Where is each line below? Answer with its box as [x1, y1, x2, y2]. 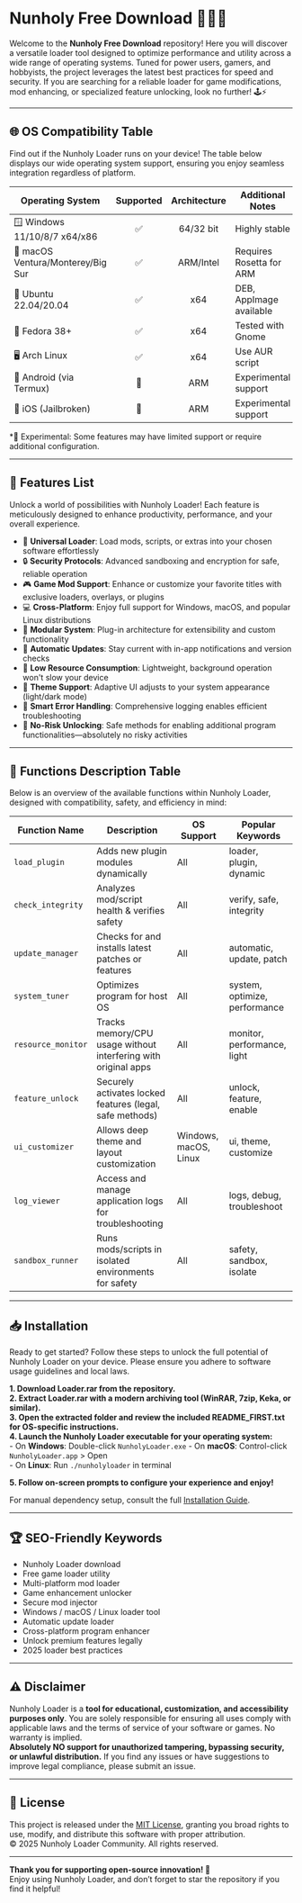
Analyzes [95, 882, 136, 895]
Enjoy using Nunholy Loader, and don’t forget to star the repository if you [9, 1873, 280, 1884]
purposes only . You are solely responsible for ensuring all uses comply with [9, 1712, 292, 1723]
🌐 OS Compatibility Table [9, 124, 154, 140]
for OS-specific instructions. [9, 1421, 120, 1432]
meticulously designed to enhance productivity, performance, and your [9, 509, 272, 519]
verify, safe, [228, 893, 279, 906]
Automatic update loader [22, 1616, 115, 1627]
